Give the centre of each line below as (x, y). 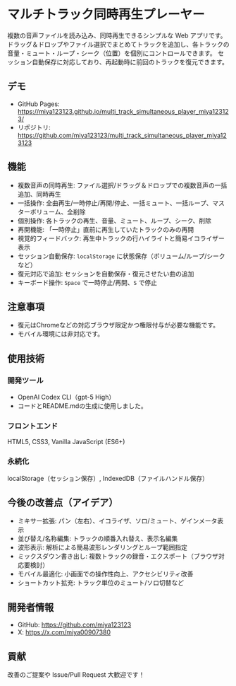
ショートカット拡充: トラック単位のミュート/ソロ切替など (101, 583)
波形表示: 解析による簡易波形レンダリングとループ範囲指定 (103, 547)
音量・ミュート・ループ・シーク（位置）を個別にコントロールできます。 (112, 53)
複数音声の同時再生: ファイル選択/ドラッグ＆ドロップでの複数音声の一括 (122, 185)
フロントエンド (33, 426)
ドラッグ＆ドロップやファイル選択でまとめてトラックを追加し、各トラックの (118, 44)
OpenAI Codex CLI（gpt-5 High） (66, 397)
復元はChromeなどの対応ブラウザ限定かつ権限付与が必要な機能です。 (118, 325)
